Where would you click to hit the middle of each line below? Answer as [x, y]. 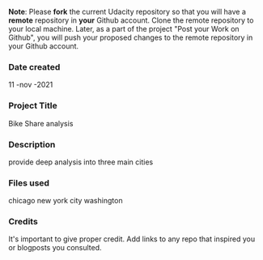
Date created [34, 66]
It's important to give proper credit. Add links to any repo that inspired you [132, 239]
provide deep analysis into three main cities [81, 162]
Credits [23, 222]
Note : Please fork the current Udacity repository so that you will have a [127, 12]
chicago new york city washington [66, 201]
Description [32, 144]
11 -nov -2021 [31, 85]
